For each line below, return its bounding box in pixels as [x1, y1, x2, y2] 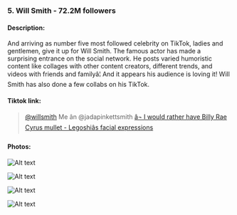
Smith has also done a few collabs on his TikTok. [7, 80, 149, 89]
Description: [7, 23, 45, 32]
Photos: [7, 142, 31, 151]
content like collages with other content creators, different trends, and [7, 62, 213, 70]
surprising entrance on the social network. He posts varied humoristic [7, 54, 212, 63]
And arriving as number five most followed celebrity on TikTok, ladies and [7, 39, 223, 48]
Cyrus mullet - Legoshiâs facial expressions [24, 123, 154, 132]
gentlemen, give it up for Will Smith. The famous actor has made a [7, 47, 201, 56]
